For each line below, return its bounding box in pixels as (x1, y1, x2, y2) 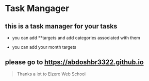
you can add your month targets (12, 44, 77, 50)
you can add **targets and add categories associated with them (12, 35, 141, 40)
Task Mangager (5, 3, 69, 14)
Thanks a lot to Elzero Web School (17, 71, 86, 77)
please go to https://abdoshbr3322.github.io (5, 58, 144, 67)
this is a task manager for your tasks (5, 22, 117, 30)
